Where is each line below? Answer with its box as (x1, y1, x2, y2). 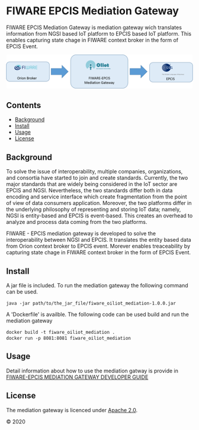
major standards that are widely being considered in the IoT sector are (6, 181, 178, 188)
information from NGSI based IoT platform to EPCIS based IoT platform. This (6, 30, 191, 37)
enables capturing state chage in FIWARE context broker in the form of (6, 36, 179, 43)
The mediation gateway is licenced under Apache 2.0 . (6, 406, 138, 413)
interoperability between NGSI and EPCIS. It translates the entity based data (6, 236, 191, 244)
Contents (6, 100, 41, 110)
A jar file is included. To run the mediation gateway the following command (6, 282, 188, 289)
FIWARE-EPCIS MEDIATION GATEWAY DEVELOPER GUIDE (6, 373, 149, 381)
